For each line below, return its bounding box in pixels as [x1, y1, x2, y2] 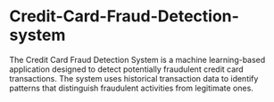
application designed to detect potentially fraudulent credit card [9, 64, 244, 75]
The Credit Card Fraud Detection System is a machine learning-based [9, 54, 266, 65]
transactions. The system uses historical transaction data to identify [9, 73, 259, 83]
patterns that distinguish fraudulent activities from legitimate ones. [9, 82, 254, 93]
